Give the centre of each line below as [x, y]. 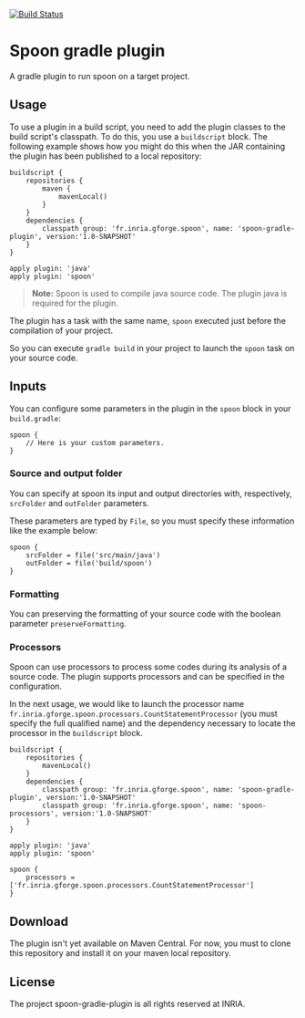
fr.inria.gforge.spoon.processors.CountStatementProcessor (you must [143, 714]
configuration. [36, 686]
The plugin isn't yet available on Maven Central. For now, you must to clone [150, 943]
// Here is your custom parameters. [96, 442]
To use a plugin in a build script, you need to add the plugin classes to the [147, 127]
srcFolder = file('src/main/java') [93, 555]
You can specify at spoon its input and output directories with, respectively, [151, 493]
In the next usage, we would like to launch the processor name [127, 704]
